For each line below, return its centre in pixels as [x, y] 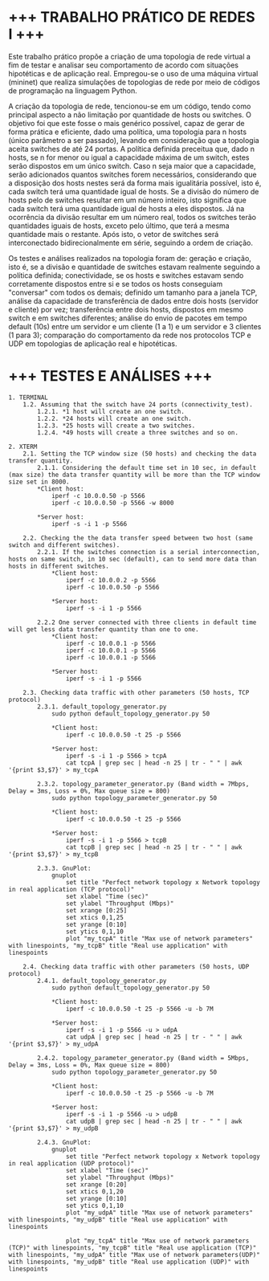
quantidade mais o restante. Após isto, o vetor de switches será [114, 234]
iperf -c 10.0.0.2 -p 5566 [111, 580]
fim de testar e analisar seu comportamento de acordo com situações [124, 65]
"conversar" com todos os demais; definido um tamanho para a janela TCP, [133, 292]
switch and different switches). [64, 545]
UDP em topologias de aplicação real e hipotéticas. [93, 343]
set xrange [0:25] [96, 910]
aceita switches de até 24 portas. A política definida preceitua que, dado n [132, 149]
